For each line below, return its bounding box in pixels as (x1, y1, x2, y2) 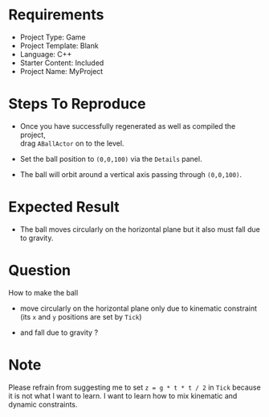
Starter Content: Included (19, 58, 104, 68)
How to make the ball (8, 287, 79, 297)
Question (8, 262, 71, 279)
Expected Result (8, 198, 120, 217)
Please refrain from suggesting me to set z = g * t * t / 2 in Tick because (8, 382, 261, 392)
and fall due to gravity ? (19, 328, 99, 337)
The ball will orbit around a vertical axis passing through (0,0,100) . (19, 169, 243, 179)
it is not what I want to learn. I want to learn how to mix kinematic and (8, 390, 238, 400)
